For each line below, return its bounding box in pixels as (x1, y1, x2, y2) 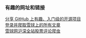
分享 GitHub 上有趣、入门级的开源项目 (5, 16, 81, 22)
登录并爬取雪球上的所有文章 (5, 22, 61, 28)
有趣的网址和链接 (5, 4, 45, 11)
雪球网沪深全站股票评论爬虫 (5, 28, 61, 34)
